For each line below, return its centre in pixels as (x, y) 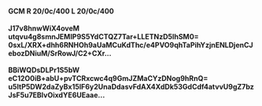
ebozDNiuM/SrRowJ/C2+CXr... (60, 53)
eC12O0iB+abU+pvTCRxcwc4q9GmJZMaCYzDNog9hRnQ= (108, 79)
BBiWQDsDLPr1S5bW (44, 70)
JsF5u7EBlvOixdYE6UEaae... (57, 95)
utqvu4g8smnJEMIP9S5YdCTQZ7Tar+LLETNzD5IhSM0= (103, 37)
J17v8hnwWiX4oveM (44, 28)
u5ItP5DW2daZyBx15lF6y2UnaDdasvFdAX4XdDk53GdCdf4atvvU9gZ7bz (131, 87)
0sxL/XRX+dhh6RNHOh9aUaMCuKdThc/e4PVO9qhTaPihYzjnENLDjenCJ (131, 45)
